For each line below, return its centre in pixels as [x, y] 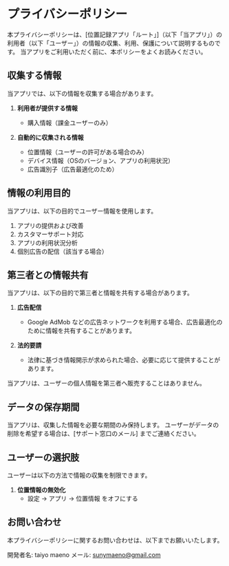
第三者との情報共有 [48, 275]
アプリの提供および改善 [50, 225]
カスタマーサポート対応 [50, 234]
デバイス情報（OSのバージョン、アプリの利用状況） [100, 160]
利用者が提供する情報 [47, 108]
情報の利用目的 [39, 193]
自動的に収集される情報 [50, 137]
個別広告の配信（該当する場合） [62, 251]
